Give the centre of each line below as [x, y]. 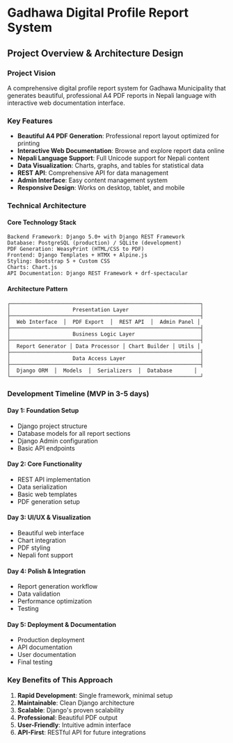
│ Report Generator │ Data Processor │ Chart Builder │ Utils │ [104, 346]
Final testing [35, 662]
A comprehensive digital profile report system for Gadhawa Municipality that [116, 88]
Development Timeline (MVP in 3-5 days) [78, 394]
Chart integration [41, 541]
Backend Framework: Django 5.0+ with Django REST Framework [96, 237]
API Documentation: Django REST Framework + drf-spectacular [98, 273]
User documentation [47, 655]
